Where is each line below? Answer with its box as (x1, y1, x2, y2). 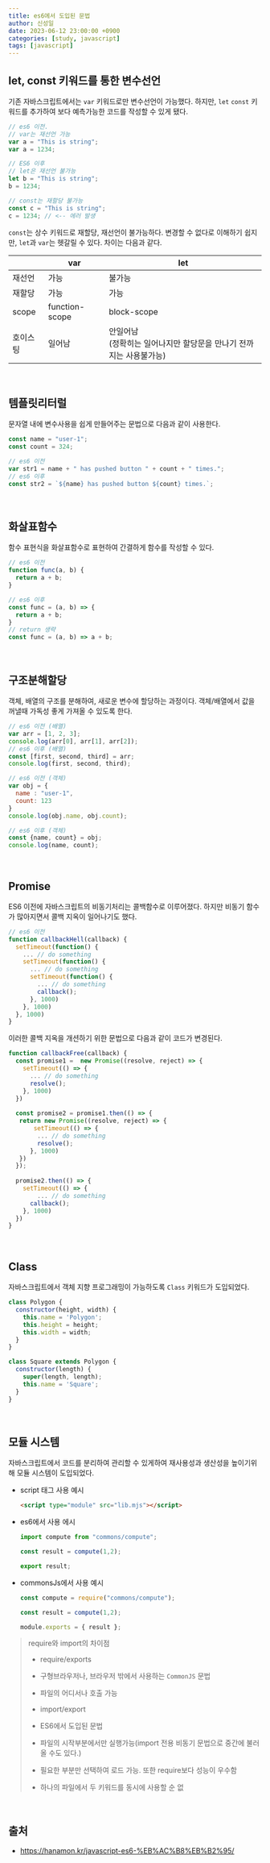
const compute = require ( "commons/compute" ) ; (19, 1594, 175, 1602)
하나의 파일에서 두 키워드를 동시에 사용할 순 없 (39, 1782, 184, 1792)
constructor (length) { (15, 1366, 92, 1374)
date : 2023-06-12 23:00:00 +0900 (8, 27, 121, 35)
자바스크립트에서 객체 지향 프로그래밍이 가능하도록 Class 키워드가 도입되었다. (8, 1283, 250, 1292)
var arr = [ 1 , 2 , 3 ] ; (8, 730, 81, 738)
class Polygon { (8, 1299, 63, 1307)
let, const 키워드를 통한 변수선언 (8, 73, 162, 87)
